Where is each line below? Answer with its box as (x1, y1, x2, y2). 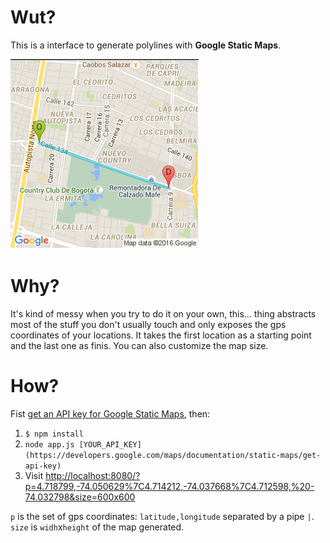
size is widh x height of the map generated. (10, 521, 185, 533)
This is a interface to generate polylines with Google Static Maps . (10, 39, 282, 51)
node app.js (24, 439, 75, 450)
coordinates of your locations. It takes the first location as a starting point (10, 329, 312, 341)
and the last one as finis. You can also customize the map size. (10, 339, 269, 351)
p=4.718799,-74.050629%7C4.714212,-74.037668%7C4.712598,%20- (24, 480, 315, 492)
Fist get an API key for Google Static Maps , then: (10, 407, 211, 420)
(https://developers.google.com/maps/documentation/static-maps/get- (24, 450, 322, 460)
